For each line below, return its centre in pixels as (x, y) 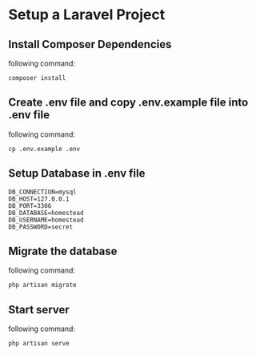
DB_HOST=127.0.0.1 (39, 199)
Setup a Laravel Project (87, 15)
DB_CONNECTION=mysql (43, 192)
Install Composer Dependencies (90, 44)
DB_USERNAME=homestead (46, 220)
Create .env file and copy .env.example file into (128, 103)
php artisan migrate (43, 285)
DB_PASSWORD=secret (41, 227)
